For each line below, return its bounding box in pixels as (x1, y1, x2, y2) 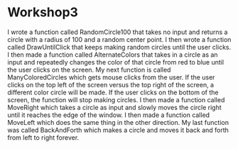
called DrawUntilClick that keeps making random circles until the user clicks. (7, 43, 232, 51)
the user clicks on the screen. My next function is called (7, 65, 171, 74)
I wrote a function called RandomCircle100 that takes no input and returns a (7, 28, 228, 36)
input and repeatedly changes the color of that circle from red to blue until (7, 57, 225, 66)
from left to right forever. (7, 133, 80, 142)
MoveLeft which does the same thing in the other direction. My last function (7, 118, 229, 126)
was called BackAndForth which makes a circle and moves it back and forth (7, 126, 229, 134)
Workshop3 (7, 4, 78, 21)
